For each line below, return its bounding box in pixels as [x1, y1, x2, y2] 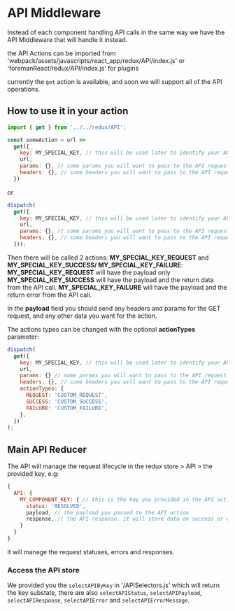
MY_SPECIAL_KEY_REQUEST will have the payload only [7, 268, 171, 276]
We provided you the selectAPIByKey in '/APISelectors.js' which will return [7, 581, 220, 589]
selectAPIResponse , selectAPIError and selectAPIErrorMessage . [7, 596, 190, 605]
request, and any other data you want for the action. [7, 311, 157, 320]
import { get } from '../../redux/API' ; [7, 124, 127, 131]
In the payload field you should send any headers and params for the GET [7, 304, 221, 312]
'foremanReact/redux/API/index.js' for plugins [7, 64, 139, 72]
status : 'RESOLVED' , [25, 503, 86, 510]
